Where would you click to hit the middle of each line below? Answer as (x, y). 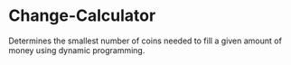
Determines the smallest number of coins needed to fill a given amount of (145, 41)
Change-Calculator (82, 16)
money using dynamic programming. (77, 50)
